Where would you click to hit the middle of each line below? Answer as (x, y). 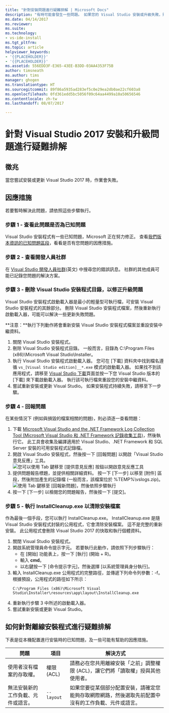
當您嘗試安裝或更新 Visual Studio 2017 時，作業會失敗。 (63, 180)
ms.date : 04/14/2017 (27, 19)
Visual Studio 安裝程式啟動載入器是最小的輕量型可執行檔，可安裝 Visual (79, 301)
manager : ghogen (22, 80)
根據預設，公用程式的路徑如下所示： (50, 579)
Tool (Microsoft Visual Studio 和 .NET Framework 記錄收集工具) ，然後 (84, 435)
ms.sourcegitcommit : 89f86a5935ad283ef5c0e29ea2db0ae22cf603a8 (73, 89)
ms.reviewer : (19, 24)
